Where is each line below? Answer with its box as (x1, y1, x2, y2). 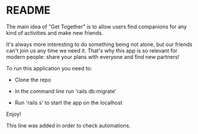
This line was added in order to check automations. (6, 122, 131, 129)
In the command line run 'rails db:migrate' (14, 87, 116, 94)
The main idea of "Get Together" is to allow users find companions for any (6, 23, 187, 30)
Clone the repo (14, 76, 51, 83)
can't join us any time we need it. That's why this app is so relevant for (6, 47, 178, 54)
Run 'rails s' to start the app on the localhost (14, 99, 123, 106)
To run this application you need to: (6, 64, 93, 71)
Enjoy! (6, 110, 22, 117)
